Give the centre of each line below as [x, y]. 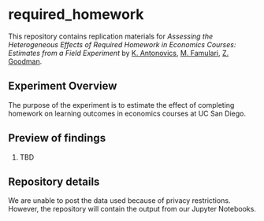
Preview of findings [57, 138]
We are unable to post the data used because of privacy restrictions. [119, 201]
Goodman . [25, 61]
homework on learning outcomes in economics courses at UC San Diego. [127, 113]
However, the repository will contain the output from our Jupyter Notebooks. [132, 209]
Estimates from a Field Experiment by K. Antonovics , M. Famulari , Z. [119, 53]
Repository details [54, 181]
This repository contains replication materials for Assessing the [111, 36]
